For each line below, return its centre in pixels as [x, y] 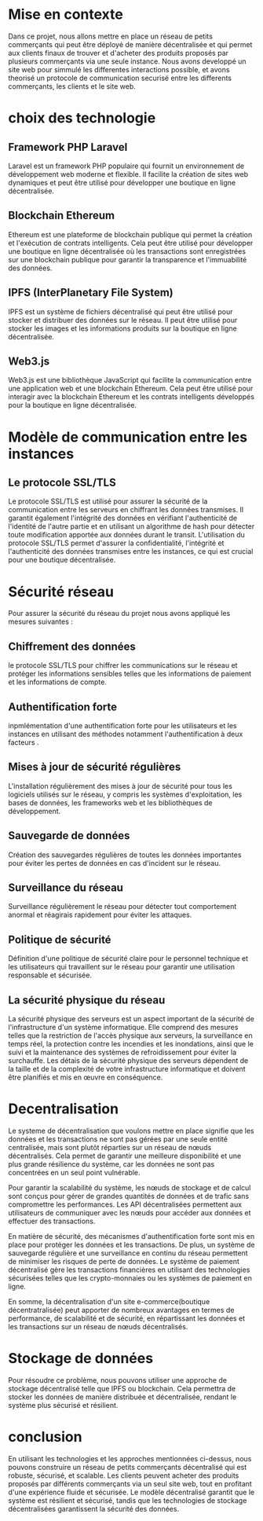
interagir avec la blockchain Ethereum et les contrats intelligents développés [131, 397]
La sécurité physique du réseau [87, 1000]
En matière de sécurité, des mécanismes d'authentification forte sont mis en [131, 1236]
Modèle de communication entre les [128, 437]
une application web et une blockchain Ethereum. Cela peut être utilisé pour [131, 388]
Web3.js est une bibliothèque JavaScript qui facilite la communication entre [130, 380]
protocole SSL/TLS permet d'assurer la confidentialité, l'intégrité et [116, 543]
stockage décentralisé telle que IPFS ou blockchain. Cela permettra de [122, 1388]
